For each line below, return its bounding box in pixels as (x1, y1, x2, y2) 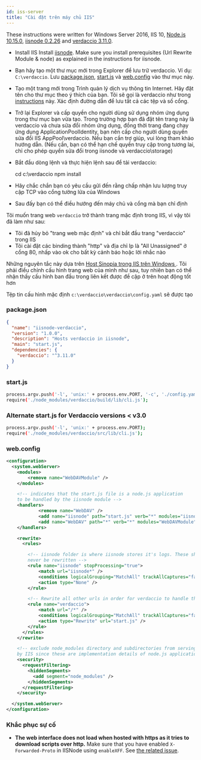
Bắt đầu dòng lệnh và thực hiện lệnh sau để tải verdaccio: (14, 159, 157, 166)
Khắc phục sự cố (6, 721, 56, 729)
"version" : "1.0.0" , (11, 330, 63, 336)
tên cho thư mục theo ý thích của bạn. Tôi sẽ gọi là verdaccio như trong (14, 91, 191, 98)
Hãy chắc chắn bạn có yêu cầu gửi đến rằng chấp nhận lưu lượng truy (14, 182, 187, 189)
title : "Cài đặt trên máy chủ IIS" (6, 14, 95, 20)
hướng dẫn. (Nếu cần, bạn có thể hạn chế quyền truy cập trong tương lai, (14, 141, 195, 148)
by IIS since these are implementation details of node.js (17, 651, 167, 657)
